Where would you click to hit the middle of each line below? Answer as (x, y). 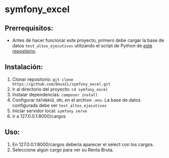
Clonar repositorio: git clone (43, 79)
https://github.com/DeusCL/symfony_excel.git (61, 84)
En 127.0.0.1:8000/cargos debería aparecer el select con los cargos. (83, 144)
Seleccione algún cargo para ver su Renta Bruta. (63, 150)
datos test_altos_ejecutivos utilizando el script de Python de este (82, 46)
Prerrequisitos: (29, 28)
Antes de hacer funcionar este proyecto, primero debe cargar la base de (88, 40)
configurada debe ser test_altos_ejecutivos (59, 105)
